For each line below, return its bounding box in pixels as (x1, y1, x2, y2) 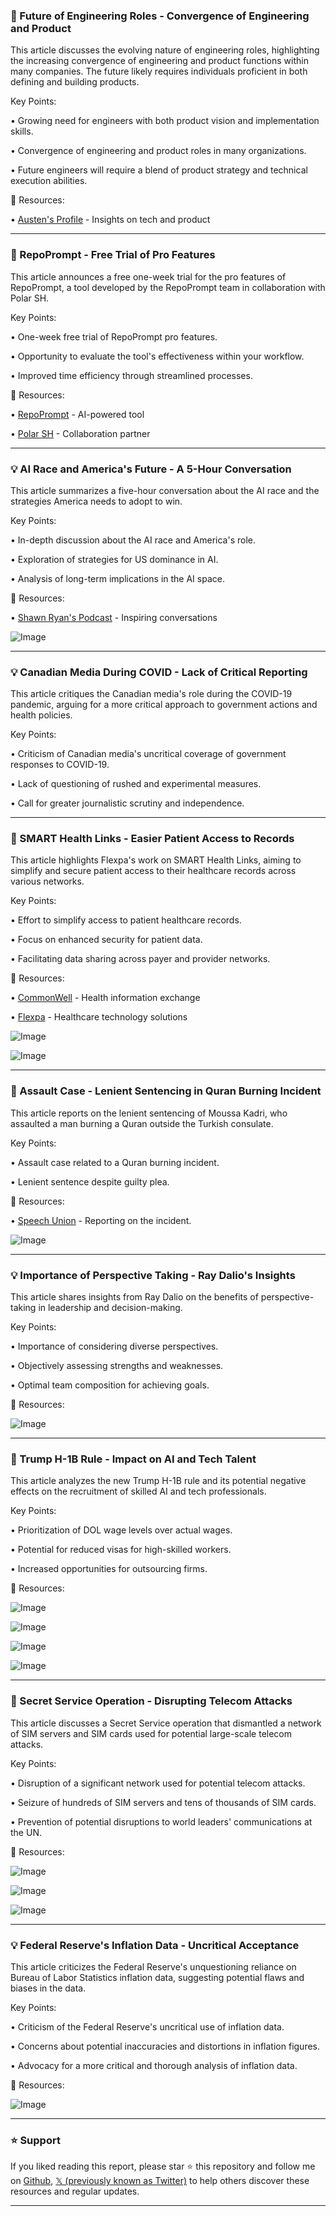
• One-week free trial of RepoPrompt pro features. (10, 330, 218, 343)
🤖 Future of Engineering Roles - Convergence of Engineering (10, 9, 310, 23)
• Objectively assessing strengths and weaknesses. (10, 1360, 224, 1372)
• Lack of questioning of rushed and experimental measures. (10, 778, 262, 790)
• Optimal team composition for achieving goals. (10, 1379, 210, 1391)
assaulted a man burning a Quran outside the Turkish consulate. (10, 1117, 274, 1129)
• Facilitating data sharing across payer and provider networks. (10, 953, 271, 965)
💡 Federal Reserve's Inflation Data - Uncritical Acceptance (10, 1938, 300, 1952)
